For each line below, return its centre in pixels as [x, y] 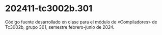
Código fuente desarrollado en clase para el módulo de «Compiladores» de [81, 22]
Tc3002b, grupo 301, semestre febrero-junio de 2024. [60, 27]
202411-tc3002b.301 [49, 9]
